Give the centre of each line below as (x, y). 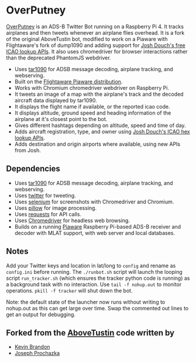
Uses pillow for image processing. (56, 208)
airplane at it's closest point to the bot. (61, 119)
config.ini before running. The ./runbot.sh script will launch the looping (94, 271)
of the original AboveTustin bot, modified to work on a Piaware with (87, 39)
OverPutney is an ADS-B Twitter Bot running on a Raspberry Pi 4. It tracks (95, 26)
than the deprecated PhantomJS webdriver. (59, 58)
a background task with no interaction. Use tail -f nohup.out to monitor (94, 284)
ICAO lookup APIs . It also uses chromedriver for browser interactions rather (97, 51)
